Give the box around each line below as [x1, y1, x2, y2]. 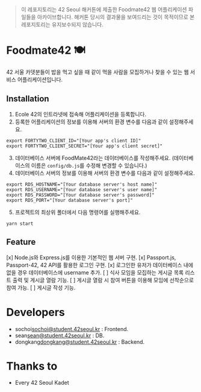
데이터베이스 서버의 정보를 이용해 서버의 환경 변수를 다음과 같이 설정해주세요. [14, 169, 196, 177]
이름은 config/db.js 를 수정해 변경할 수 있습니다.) [31, 162, 147, 169]
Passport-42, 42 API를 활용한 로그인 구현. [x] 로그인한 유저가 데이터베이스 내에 [6, 261, 194, 268]
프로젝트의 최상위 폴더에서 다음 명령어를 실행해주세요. [14, 208, 141, 216]
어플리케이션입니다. [17, 75, 63, 83]
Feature [6, 237, 36, 247]
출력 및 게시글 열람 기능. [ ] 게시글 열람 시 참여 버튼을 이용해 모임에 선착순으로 [12, 276, 194, 283]
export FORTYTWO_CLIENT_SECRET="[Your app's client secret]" [6, 143, 163, 149]
